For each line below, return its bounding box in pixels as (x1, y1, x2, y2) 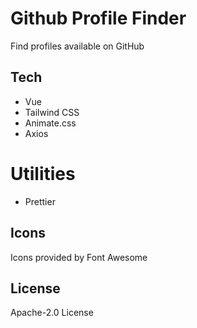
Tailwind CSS (24, 106, 80, 118)
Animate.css (24, 117, 77, 129)
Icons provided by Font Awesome (10, 251, 148, 263)
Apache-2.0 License (10, 307, 94, 319)
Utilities (10, 162, 76, 185)
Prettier (24, 195, 56, 207)
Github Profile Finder (10, 7, 187, 30)
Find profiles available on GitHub (10, 40, 145, 52)
